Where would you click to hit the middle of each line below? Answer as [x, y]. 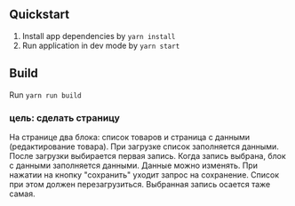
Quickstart [40, 15]
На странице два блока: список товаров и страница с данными [130, 137]
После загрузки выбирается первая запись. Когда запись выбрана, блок [147, 155]
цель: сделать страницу [64, 117]
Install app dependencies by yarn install [99, 36]
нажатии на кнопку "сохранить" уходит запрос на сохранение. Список [144, 174]
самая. [22, 194]
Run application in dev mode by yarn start [101, 45]
